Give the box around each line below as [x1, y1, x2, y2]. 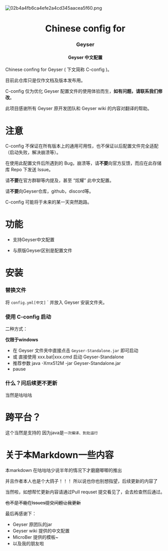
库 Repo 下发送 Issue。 [5, 167, 53, 173]
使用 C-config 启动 [5, 313, 52, 320]
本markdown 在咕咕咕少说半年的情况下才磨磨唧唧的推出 [5, 467, 122, 474]
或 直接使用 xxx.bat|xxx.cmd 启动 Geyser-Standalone [12, 354, 124, 360]
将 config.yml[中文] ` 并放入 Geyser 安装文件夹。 [5, 299, 108, 305]
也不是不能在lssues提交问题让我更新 [5, 500, 81, 506]
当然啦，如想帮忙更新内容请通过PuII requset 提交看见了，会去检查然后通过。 [5, 489, 165, 495]
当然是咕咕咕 [5, 392, 32, 398]
